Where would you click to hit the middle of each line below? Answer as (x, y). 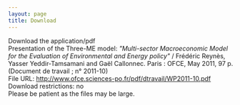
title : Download (32, 21)
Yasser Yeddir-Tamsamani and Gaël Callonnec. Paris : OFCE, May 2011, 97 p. (121, 63)
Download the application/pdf (52, 40)
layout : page (27, 14)
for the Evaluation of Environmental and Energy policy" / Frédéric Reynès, (117, 56)
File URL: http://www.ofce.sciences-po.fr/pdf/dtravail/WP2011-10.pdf (110, 78)
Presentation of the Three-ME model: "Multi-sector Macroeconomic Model (118, 48)
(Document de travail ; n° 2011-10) (58, 71)
